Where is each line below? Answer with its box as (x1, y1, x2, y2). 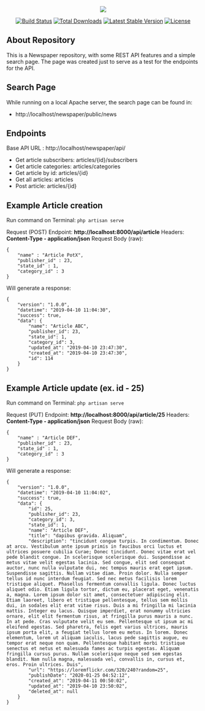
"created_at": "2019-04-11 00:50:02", (28, 678, 128, 684)
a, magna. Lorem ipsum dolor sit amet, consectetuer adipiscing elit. (6, 592, 191, 598)
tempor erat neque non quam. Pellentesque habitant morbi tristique (6, 640, 185, 647)
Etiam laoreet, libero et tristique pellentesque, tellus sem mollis (6, 597, 188, 604)
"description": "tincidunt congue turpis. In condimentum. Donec (28, 538, 199, 545)
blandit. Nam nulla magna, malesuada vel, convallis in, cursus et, (6, 656, 185, 662)
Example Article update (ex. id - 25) (6, 383, 145, 393)
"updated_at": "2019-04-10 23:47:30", (28, 344, 128, 351)
